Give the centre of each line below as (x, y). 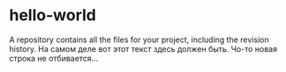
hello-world (53, 15)
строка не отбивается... (54, 58)
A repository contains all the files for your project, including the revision (139, 40)
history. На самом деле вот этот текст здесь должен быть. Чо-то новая (143, 48)
